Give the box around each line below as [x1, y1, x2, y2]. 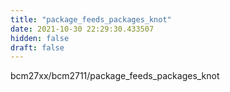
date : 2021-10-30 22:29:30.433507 [10, 24, 155, 34]
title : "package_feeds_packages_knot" [10, 14, 172, 25]
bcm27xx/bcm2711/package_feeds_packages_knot [10, 70, 220, 82]
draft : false [10, 42, 65, 53]
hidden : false [10, 33, 70, 43]
